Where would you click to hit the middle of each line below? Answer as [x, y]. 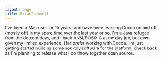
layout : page [18, 9]
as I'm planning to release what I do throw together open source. [70, 53]
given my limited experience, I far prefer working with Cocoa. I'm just [74, 43]
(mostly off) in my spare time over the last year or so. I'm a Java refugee [77, 33]
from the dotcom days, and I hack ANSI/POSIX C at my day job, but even [78, 38]
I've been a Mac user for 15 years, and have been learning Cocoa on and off [81, 27]
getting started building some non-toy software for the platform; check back [81, 48]
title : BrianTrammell [27, 14]
